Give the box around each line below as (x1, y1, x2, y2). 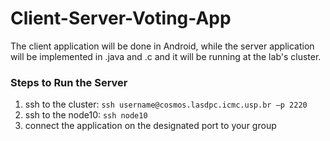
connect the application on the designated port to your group (24, 120, 277, 132)
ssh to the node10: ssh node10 (24, 109, 148, 121)
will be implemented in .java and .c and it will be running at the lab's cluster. (10, 50, 322, 62)
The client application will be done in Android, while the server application (10, 40, 315, 52)
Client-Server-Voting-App (10, 7, 232, 30)
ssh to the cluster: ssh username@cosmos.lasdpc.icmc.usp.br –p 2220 (24, 98, 308, 111)
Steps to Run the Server (10, 75, 128, 89)
